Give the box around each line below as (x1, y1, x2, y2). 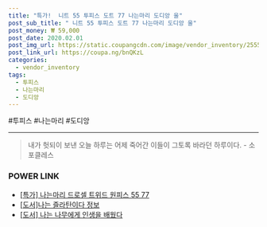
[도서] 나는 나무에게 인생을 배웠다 (19, 209, 123, 219)
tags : (8, 71, 26, 79)
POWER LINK (8, 170, 60, 182)
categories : (8, 57, 48, 65)
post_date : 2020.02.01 (8, 33, 83, 42)
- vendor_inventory (15, 64, 80, 72)
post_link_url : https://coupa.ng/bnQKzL (8, 49, 145, 57)
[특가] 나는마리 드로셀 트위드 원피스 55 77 (19, 190, 149, 199)
